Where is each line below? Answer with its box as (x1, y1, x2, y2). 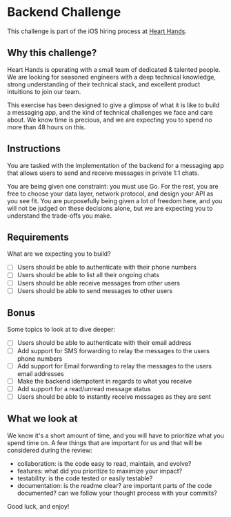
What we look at (7, 413, 78, 425)
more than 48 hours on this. (7, 122, 86, 131)
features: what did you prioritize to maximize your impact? (17, 467, 183, 475)
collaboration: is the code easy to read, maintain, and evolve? (17, 459, 192, 467)
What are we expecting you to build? (7, 250, 112, 258)
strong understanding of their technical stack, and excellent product (7, 80, 201, 88)
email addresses (17, 369, 64, 377)
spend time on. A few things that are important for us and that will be (7, 438, 202, 446)
